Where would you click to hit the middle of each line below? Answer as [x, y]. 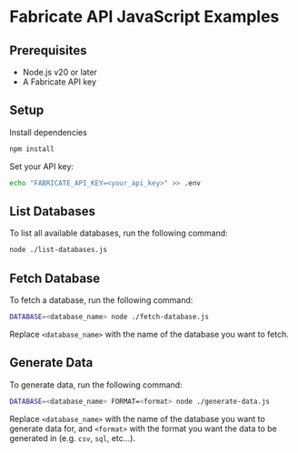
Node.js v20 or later [60, 72]
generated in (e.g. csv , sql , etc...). [73, 438]
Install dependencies [49, 132]
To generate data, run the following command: [96, 385]
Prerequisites [48, 50]
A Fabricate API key [60, 82]
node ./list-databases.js [58, 250]
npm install [32, 149]
